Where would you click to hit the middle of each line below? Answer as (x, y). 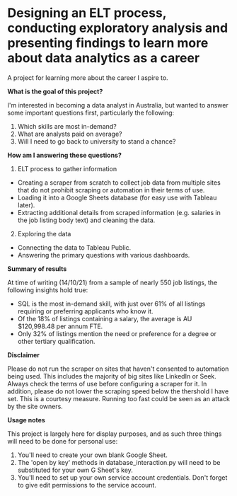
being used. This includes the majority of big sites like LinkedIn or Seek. (112, 376)
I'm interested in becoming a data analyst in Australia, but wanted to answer (118, 105)
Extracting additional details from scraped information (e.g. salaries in (119, 212)
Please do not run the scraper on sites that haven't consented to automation (118, 369)
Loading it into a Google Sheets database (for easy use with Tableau (117, 197)
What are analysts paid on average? (70, 134)
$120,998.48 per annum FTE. (60, 326)
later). (26, 205)
